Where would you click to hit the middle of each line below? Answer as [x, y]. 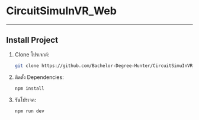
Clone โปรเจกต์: [32, 54]
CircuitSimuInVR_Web [62, 11]
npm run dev [29, 111]
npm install [29, 88]
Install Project [32, 40]
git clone [27, 66]
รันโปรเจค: [25, 100]
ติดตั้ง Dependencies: [39, 77]
